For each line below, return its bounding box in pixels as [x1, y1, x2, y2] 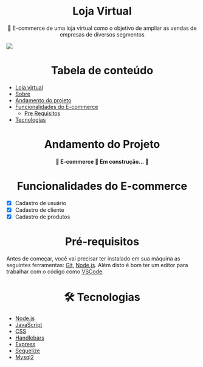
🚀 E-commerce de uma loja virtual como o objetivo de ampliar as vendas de [7, 24, 197, 32]
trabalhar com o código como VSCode [6, 268, 103, 275]
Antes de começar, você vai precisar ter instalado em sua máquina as [6, 254, 181, 262]
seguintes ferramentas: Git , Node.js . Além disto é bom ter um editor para [6, 261, 188, 268]
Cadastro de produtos [15, 213, 71, 220]
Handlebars [15, 334, 44, 341]
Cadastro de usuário [15, 199, 67, 206]
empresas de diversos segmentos [60, 30, 145, 38]
